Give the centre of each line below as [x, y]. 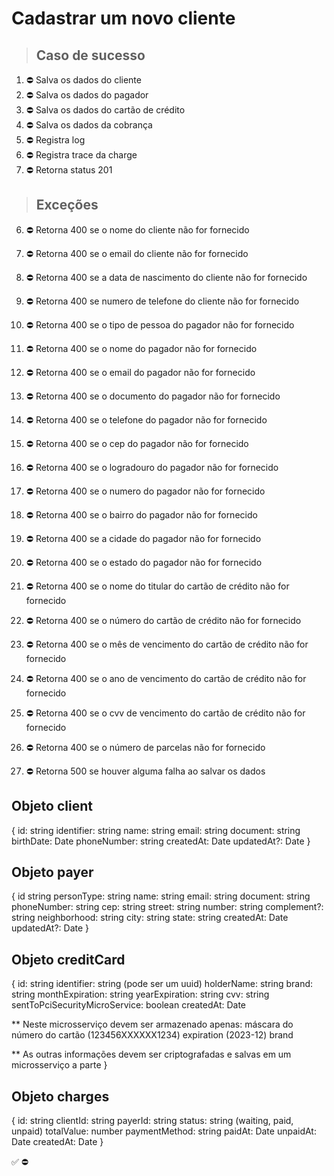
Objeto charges [60, 1096]
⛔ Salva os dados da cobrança [89, 125]
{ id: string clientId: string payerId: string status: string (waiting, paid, [152, 1121]
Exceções [67, 205]
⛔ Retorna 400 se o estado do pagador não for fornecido [144, 562]
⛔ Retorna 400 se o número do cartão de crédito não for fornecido [163, 620]
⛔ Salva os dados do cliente [83, 80]
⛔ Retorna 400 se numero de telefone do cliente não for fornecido [162, 301]
